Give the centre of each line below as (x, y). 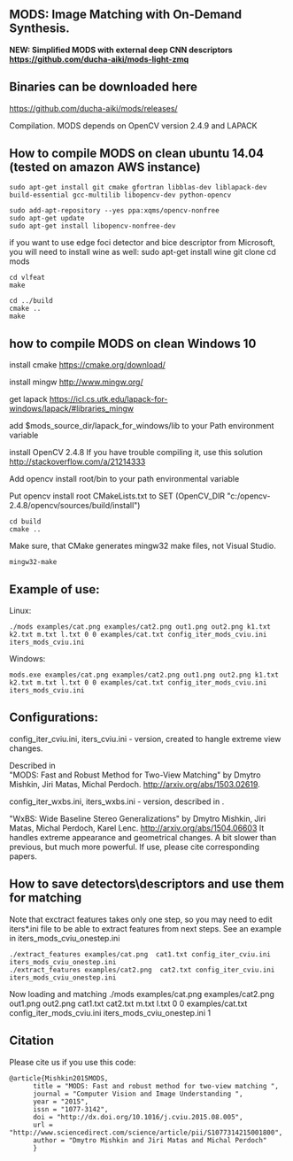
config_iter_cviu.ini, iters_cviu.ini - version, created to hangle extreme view (145, 739)
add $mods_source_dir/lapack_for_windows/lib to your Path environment (142, 426)
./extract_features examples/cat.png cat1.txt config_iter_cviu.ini (140, 954)
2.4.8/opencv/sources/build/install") (75, 506)
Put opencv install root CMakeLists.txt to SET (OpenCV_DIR (117, 496)
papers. (23, 856)
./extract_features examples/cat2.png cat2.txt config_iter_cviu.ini (142, 970)
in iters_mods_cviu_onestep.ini (65, 938)
